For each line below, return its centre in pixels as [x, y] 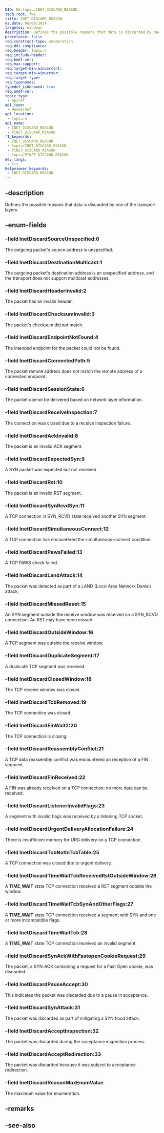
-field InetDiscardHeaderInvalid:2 [46, 291]
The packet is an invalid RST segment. [43, 493]
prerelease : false [24, 37]
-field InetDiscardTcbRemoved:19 [46, 702]
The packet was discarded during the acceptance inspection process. [75, 1042]
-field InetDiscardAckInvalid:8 [41, 436]
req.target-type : [23, 78]
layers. [12, 210]
